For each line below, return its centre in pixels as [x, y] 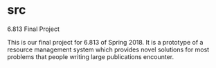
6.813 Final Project [34, 29]
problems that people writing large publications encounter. [91, 56]
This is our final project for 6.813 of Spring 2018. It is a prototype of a [105, 42]
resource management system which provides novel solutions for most [108, 49]
